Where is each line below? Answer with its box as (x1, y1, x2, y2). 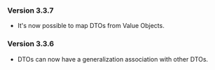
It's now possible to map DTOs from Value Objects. (17, 22, 165, 30)
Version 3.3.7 (7, 6, 54, 15)
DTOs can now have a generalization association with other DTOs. (17, 55, 209, 63)
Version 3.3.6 (7, 39, 55, 49)
